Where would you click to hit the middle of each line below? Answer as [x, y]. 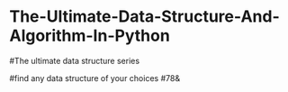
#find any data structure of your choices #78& [95, 78]
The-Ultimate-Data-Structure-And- [145, 17]
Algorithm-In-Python [90, 36]
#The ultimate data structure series [75, 60]
